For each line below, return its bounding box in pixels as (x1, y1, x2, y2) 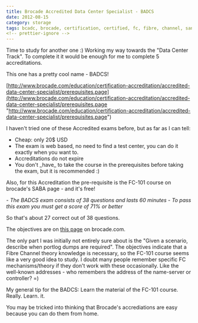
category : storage (6, 19, 51, 25)
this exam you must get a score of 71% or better (6, 203, 123, 210)
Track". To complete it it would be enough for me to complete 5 (6, 53, 160, 60)
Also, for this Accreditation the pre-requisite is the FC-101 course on (6, 179, 171, 186)
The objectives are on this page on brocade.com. (6, 226, 126, 233)
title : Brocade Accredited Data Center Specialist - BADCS (6, 8, 154, 15)
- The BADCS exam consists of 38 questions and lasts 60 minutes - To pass (6, 197, 192, 204)
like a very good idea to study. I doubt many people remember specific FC (6, 256, 186, 263)
